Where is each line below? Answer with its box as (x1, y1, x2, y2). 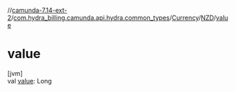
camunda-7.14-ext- (11, 6, 68, 14)
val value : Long (7, 76, 52, 85)
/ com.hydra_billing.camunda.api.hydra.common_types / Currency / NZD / (11, 13, 217, 22)
